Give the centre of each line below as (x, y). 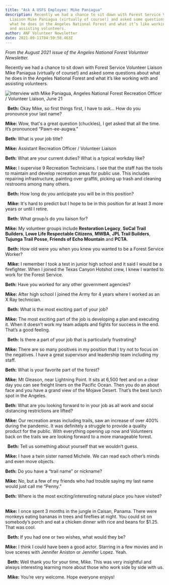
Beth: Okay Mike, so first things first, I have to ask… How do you (74, 108)
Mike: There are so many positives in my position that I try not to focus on (82, 349)
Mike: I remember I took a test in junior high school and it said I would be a (84, 264)
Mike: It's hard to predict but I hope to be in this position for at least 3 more (85, 203)
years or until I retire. (27, 209)
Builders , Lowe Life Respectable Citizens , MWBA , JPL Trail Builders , (78, 234)
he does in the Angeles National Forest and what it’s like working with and (81, 78)
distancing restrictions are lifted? (39, 411)
